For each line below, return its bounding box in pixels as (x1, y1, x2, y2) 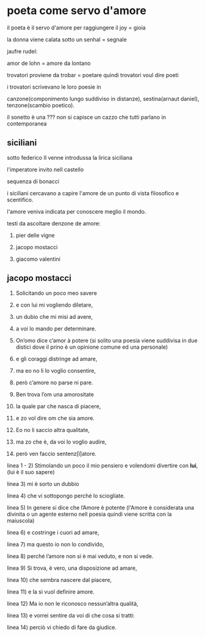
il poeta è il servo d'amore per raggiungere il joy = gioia (7, 24, 146, 31)
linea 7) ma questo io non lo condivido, (7, 540, 104, 548)
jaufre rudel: (7, 47, 38, 55)
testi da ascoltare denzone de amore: (7, 220, 101, 227)
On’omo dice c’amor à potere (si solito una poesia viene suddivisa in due (15, 337, 198, 344)
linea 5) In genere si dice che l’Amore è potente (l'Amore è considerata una (7, 504, 195, 511)
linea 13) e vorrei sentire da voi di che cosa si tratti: (7, 611, 135, 619)
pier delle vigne (15, 231, 56, 239)
